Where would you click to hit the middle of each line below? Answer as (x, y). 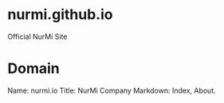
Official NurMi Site (37, 36)
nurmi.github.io (60, 15)
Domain (34, 69)
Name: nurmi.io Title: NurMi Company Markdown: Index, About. (112, 90)
